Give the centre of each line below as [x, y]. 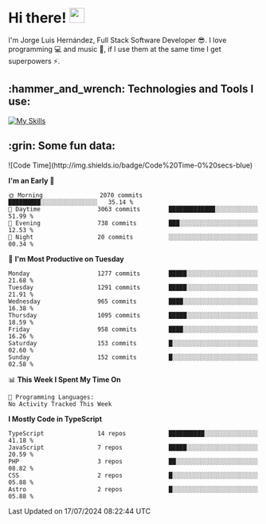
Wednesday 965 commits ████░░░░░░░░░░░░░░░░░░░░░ [133, 301]
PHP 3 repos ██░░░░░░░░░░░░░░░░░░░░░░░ [133, 461]
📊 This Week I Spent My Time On [65, 379]
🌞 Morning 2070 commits [76, 195]
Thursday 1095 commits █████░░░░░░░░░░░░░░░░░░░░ [133, 315]
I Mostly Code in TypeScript [55, 419]
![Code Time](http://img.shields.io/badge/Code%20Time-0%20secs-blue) [131, 165]
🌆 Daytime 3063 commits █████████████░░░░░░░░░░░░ [133, 209]
